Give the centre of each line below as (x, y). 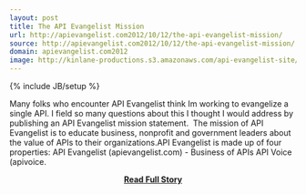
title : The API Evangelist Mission (77, 26)
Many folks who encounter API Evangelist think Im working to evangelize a (149, 104)
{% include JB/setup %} (55, 86)
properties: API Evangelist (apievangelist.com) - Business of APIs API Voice (151, 152)
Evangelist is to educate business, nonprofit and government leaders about (150, 133)
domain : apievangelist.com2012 (69, 52)
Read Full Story (153, 179)
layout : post (34, 18)
